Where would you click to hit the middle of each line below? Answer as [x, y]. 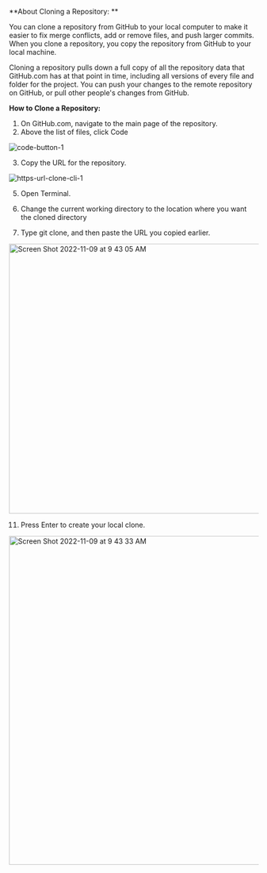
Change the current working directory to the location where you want [133, 209]
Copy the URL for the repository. [73, 163]
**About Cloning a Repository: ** [64, 12]
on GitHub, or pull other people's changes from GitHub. [99, 93]
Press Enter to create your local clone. [83, 525]
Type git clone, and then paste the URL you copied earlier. [115, 233]
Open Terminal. [46, 193]
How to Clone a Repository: [55, 108]
